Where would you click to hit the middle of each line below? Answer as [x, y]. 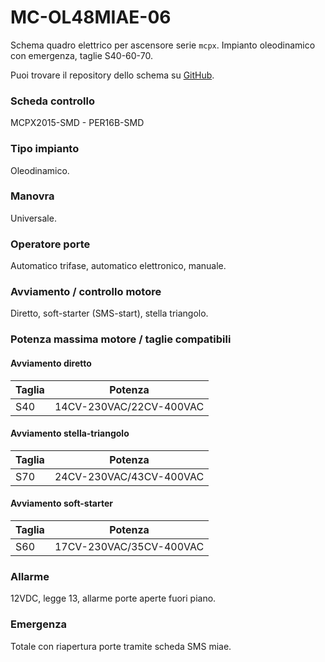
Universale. [33, 218]
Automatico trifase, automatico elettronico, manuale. [118, 266]
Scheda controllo [52, 101]
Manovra [32, 196]
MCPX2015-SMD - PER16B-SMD [77, 123]
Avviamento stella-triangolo [70, 433]
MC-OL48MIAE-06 [91, 17]
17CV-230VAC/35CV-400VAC [129, 546]
